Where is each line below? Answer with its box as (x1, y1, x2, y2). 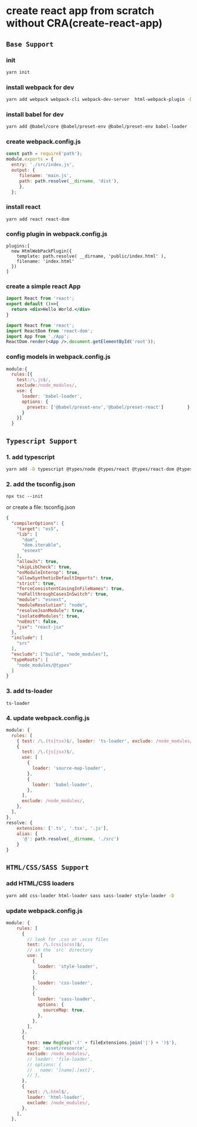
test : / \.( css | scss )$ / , (27, 942, 85, 948)
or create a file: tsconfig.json (6, 504, 76, 511)
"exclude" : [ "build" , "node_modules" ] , (11, 651, 109, 657)
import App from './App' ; (6, 333, 69, 340)
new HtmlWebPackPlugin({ (11, 248, 72, 254)
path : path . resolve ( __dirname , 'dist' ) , (19, 178, 119, 184)
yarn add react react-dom (6, 216, 69, 222)
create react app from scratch (6, 4, 154, 18)
